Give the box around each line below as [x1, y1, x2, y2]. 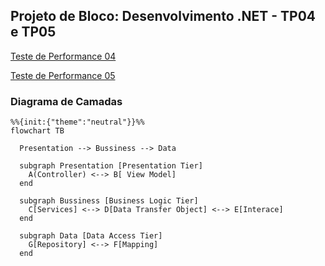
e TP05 [10, 24, 57, 41]
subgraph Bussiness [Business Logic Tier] [19, 196, 199, 206]
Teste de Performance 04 [10, 50, 117, 62]
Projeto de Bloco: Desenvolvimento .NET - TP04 [10, 8, 317, 25]
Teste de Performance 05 [10, 69, 116, 81]
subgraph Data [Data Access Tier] [19, 231, 163, 241]
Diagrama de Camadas [10, 94, 123, 108]
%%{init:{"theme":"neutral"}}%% [10, 117, 145, 128]
